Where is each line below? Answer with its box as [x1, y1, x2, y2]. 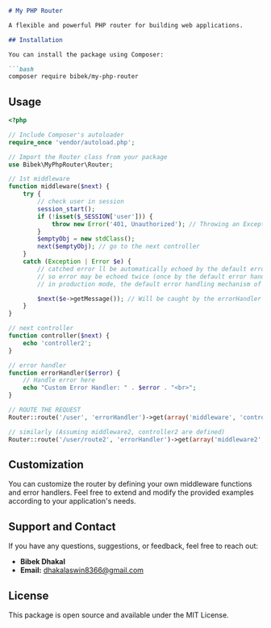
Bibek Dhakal [19, 557, 66, 567]
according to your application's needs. [8, 496, 136, 506]
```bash [8, 65, 35, 73]
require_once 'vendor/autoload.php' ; [8, 138, 135, 146]
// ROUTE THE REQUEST [8, 406, 81, 414]
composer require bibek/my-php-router [8, 73, 139, 81]
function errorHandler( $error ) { [8, 369, 121, 377]
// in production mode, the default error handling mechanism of [37, 280, 262, 288]
